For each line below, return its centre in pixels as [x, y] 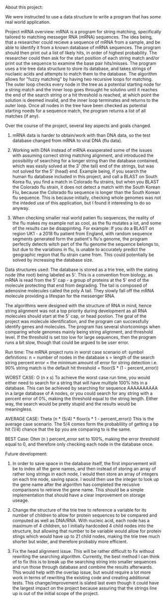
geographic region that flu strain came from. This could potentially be [83, 255]
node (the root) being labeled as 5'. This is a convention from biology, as [79, 275]
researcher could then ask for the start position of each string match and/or [82, 58]
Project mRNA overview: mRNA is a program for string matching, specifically [83, 32]
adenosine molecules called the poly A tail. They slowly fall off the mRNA [80, 291]
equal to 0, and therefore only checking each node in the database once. [79, 444]
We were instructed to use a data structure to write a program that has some [83, 17]
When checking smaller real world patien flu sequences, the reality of [83, 218]
